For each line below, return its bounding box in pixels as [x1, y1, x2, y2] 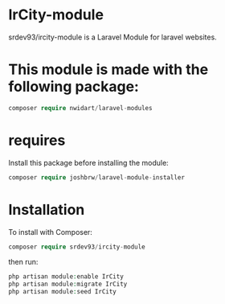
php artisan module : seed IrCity [8, 288, 117, 296]
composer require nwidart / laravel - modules [8, 104, 153, 112]
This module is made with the [8, 60, 209, 79]
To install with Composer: [8, 227, 92, 236]
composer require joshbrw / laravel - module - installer [8, 173, 185, 182]
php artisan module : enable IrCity [8, 273, 125, 281]
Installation [8, 200, 85, 219]
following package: [8, 78, 139, 96]
